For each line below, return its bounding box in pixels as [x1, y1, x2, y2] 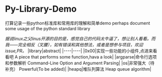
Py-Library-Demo [5, 3, 77, 15]
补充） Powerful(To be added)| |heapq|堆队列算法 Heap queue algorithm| [5, 66, 152, 72]
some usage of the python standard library [5, 25, 91, 31]
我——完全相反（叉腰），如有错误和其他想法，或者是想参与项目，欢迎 [5, 41, 144, 47]
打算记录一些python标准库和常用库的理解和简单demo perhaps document [5, 20, 150, 26]
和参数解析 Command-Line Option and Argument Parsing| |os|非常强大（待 [5, 60, 155, 66]
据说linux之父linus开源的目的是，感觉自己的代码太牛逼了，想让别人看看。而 [5, 36, 156, 41]
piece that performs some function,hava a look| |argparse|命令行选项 [18, 54, 157, 59]
